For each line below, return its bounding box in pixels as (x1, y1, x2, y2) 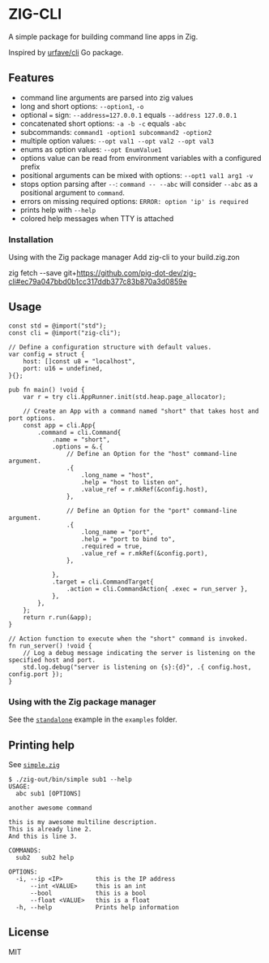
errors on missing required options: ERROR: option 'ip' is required (19, 196, 249, 206)
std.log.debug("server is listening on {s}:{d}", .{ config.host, (23, 663, 252, 671)
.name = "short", (51, 436, 111, 444)
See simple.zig (8, 759, 60, 769)
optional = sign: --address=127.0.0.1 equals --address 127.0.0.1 (19, 110, 237, 119)
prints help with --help (19, 205, 96, 215)
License (8, 926, 49, 939)
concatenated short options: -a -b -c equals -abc (19, 119, 186, 128)
